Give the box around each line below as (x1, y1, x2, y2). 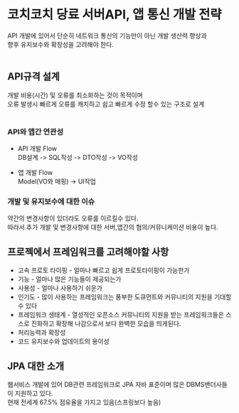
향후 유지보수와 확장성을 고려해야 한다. (7, 40, 114, 48)
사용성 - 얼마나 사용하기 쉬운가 (17, 284, 103, 292)
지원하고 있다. (14, 389, 53, 397)
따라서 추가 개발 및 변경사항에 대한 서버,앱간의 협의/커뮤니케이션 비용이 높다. (7, 223, 218, 232)
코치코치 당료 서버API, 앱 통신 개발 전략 (7, 6, 222, 23)
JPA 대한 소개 (7, 360, 65, 372)
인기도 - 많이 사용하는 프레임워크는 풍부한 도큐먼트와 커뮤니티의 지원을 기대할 (17, 293, 232, 301)
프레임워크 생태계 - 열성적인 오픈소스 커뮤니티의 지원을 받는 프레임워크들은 (17, 311, 224, 319)
